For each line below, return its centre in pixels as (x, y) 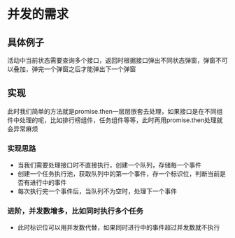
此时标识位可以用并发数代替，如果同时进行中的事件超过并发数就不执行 (119, 228)
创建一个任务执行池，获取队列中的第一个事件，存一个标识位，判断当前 (119, 174)
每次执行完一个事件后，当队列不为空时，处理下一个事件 (97, 191)
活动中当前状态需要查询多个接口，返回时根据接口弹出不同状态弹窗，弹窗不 (114, 60)
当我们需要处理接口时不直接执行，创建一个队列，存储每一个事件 (109, 165)
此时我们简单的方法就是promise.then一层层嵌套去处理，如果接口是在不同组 (115, 111)
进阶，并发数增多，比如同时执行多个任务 (75, 211)
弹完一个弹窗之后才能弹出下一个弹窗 (84, 69)
